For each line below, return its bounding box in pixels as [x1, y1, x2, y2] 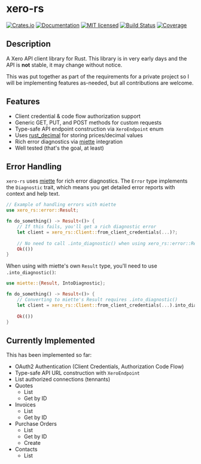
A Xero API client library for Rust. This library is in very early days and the [6, 54, 187, 62]
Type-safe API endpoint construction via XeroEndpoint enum [14, 125, 164, 132]
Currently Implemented [6, 335, 95, 345]
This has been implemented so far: [6, 351, 92, 359]
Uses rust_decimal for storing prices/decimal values [14, 131, 144, 139]
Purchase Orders [14, 420, 57, 427]
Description [6, 39, 51, 49]
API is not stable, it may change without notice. [6, 61, 123, 68]
